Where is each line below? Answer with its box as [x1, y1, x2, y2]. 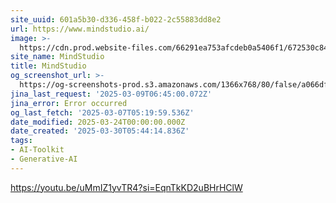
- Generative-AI [10, 154, 78, 164]
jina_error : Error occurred [10, 98, 128, 108]
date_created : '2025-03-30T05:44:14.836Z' [10, 126, 190, 136]
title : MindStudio [10, 61, 87, 71]
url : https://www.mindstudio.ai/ [10, 24, 150, 34]
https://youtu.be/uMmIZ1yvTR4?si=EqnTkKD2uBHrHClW [10, 181, 243, 193]
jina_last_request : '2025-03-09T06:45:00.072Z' [10, 89, 213, 99]
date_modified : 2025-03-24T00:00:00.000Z [10, 117, 186, 127]
